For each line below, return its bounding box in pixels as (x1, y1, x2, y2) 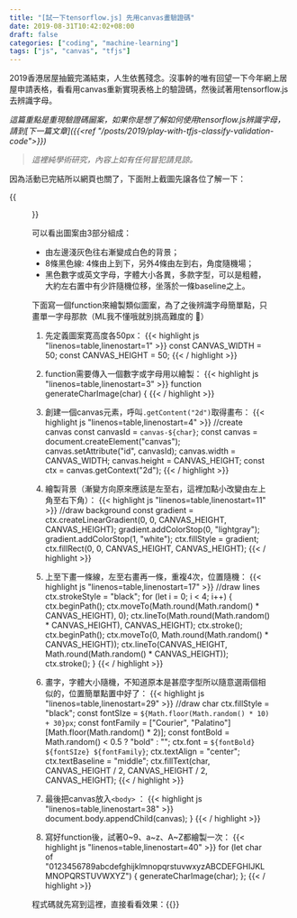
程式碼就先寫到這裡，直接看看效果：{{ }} (31, 899, 180, 910)
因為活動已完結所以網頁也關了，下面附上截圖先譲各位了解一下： (9, 173, 246, 185)
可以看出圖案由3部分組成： (31, 227, 132, 239)
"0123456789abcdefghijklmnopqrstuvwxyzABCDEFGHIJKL (44, 861, 265, 872)
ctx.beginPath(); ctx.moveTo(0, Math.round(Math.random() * (44, 629, 269, 640)
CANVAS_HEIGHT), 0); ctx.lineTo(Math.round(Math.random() (44, 610, 270, 621)
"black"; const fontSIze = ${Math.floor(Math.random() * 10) (44, 708, 270, 719)
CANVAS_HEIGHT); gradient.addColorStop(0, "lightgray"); (44, 524, 261, 535)
